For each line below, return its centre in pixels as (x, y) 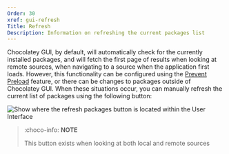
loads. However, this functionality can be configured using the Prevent (107, 74)
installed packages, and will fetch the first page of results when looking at (112, 60)
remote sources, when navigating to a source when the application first (108, 67)
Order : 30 (21, 13)
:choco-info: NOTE (51, 130)
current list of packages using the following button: (80, 96)
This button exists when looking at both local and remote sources (117, 143)
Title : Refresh (29, 26)
